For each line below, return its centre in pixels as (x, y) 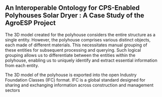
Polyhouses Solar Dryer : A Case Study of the (75, 16)
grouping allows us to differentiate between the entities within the (70, 55)
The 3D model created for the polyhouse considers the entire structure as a (80, 35)
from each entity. (22, 65)
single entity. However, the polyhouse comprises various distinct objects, (78, 40)
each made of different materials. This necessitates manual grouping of (76, 45)
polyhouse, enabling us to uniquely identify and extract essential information (81, 60)
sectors (13, 90)
